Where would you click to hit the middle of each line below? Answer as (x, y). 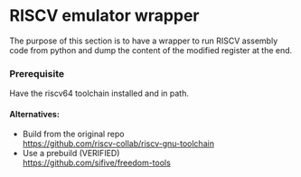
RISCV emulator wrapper (104, 16)
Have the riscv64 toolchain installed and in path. (99, 93)
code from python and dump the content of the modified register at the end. (151, 50)
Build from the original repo (73, 134)
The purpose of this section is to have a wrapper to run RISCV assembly (144, 41)
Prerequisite (37, 73)
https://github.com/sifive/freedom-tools (97, 163)
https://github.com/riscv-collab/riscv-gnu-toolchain (118, 144)
